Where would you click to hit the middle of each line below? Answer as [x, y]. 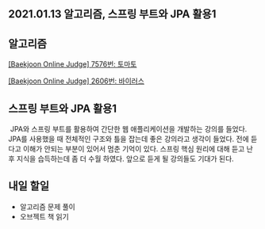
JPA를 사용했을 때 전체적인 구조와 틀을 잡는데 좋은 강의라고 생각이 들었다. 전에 [129, 139]
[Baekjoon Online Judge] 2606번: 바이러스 [77, 81]
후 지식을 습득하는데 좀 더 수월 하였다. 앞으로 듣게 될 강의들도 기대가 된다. [121, 159]
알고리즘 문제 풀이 [47, 206]
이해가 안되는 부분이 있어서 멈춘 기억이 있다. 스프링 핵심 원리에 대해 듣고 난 [138, 149]
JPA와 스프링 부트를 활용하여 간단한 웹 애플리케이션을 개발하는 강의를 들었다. [129, 129]
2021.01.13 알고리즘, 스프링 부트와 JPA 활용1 [112, 14]
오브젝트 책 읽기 [44, 216]
